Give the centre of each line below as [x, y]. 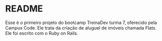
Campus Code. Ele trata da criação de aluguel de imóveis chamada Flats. [81, 27]
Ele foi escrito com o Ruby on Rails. [42, 33]
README [24, 9]
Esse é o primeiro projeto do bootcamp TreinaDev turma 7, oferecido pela [81, 22]
